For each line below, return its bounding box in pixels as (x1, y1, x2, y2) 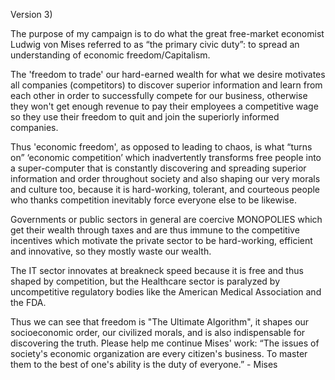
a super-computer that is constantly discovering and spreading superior (10, 162, 307, 174)
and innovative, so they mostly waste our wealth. (10, 245, 212, 257)
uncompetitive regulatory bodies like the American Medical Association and (10, 286, 322, 298)
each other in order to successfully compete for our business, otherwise (10, 90, 308, 101)
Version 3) (10, 9, 53, 20)
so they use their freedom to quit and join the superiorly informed (10, 111, 280, 123)
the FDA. (10, 297, 47, 308)
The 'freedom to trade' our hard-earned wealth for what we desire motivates (10, 69, 326, 80)
